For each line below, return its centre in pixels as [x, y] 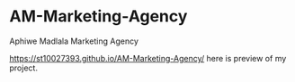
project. [24, 68]
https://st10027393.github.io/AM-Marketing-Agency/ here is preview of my [148, 58]
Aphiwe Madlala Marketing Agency [74, 41]
